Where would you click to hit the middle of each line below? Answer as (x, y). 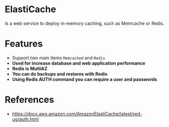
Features (24, 44)
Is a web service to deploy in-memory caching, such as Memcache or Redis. (85, 23)
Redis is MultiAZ (30, 68)
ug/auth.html (25, 119)
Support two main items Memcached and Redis (59, 58)
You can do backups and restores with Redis (60, 74)
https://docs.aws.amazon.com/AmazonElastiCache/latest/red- (77, 114)
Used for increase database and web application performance (78, 63)
